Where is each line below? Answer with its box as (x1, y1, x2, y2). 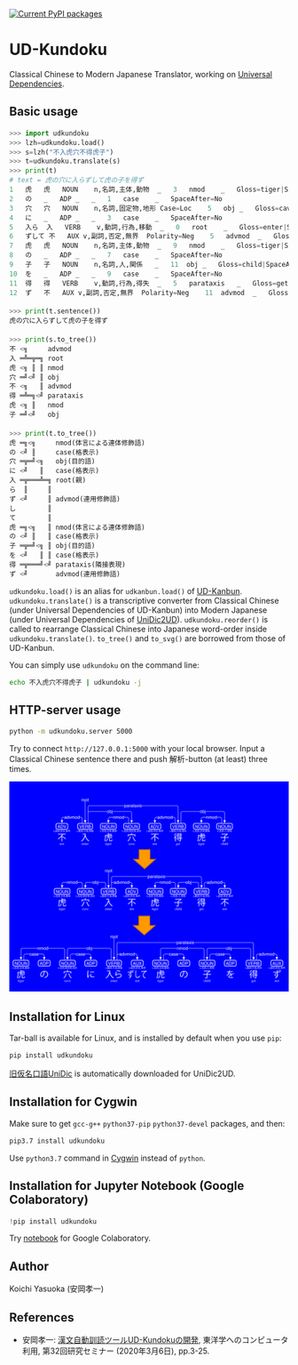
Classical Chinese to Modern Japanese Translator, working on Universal (9, 68, 273, 79)
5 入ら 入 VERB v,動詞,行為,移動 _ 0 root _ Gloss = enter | (9, 222, 287, 231)
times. (9, 764, 32, 775)
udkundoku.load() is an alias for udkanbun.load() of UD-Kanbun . (9, 585, 242, 596)
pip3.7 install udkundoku (9, 1136, 105, 1145)
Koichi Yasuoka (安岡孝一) (9, 1283, 105, 1294)
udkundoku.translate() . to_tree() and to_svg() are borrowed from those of (9, 632, 286, 644)
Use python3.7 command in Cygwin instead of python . (9, 1152, 206, 1163)
